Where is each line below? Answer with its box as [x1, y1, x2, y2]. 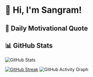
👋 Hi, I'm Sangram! [5, 4, 82, 16]
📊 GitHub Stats [5, 41, 53, 50]
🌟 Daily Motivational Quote [5, 24, 88, 33]
